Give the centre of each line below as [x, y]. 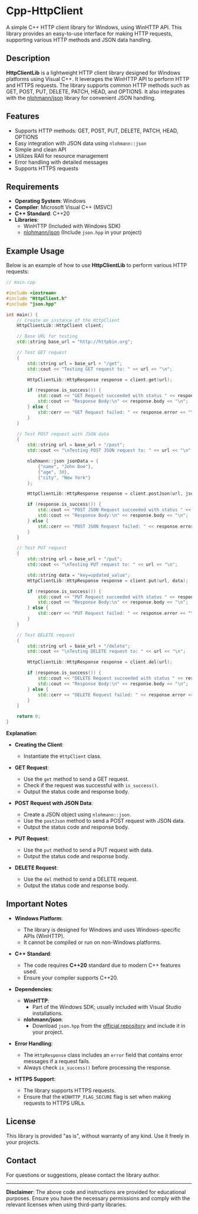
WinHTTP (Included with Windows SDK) [72, 226]
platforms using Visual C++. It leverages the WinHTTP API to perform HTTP [98, 79]
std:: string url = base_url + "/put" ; [75, 559]
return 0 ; [29, 716]
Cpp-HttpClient [45, 11]
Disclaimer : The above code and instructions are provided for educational [96, 1192]
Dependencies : [34, 989]
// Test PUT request [42, 548]
